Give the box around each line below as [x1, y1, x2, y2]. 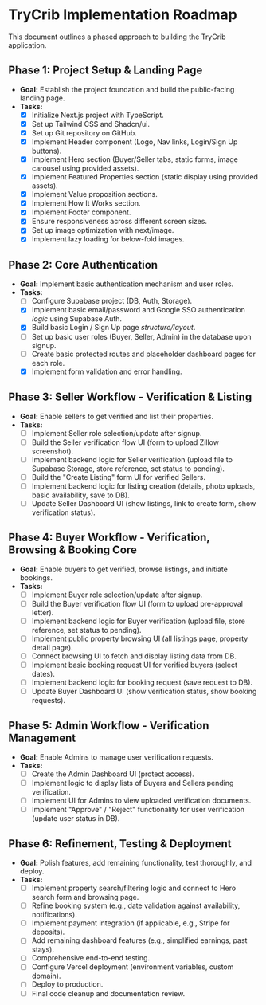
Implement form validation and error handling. [31, 367, 182, 376]
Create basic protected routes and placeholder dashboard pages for [31, 349, 256, 359]
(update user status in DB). [31, 814, 120, 823]
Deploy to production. [31, 979, 104, 989]
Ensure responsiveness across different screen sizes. [31, 217, 207, 226]
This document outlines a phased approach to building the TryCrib [8, 32, 226, 41]
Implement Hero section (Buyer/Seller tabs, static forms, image [31, 155, 239, 164]
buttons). [31, 146, 62, 155]
